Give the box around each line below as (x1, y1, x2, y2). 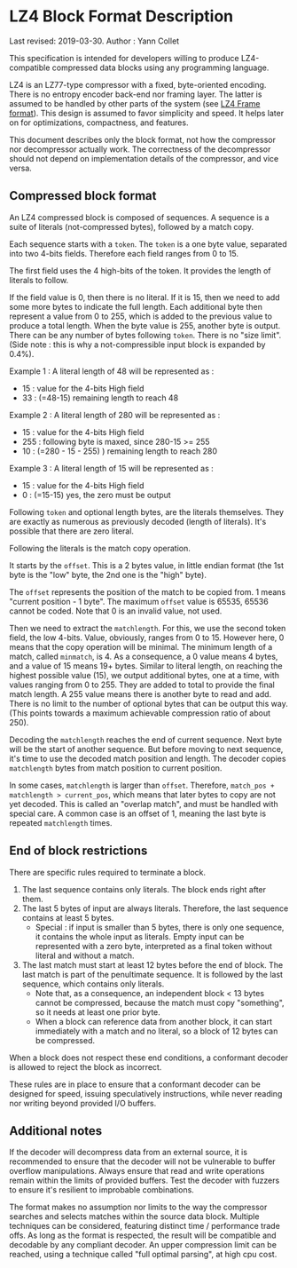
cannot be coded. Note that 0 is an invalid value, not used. (9, 606, 223, 616)
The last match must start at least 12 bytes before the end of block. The (21, 959, 284, 970)
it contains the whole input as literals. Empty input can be (35, 931, 245, 942)
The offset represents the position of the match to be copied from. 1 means (9, 586, 286, 597)
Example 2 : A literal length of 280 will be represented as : (9, 409, 221, 420)
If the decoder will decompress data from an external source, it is (9, 1147, 248, 1158)
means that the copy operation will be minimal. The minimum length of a (9, 641, 273, 652)
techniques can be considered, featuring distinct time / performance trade (9, 1221, 281, 1232)
